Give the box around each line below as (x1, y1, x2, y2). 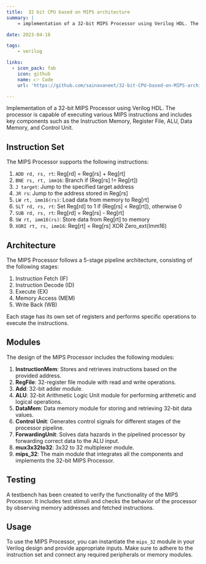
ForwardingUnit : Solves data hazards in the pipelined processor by (15, 431, 186, 438)
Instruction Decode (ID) (15, 281, 75, 289)
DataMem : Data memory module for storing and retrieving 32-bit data (15, 404, 192, 412)
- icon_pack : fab (12, 65, 56, 71)
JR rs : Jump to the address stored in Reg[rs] (15, 190, 129, 197)
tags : (6, 42, 20, 49)
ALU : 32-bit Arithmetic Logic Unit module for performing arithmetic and (15, 391, 196, 399)
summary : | (6, 15, 34, 21)
